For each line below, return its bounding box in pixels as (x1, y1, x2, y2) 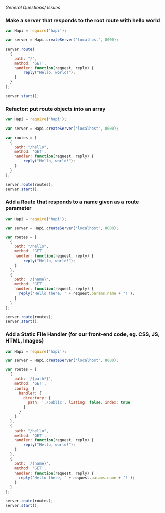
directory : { (23, 395, 51, 400)
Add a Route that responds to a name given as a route (5, 198, 139, 205)
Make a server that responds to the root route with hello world (5, 17, 160, 24)
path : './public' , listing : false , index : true (27, 400, 130, 405)
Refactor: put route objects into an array (5, 105, 106, 112)
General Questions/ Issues (5, 5, 61, 10)
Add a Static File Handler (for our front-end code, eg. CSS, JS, (5, 331, 160, 338)
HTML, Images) (5, 337, 44, 345)
